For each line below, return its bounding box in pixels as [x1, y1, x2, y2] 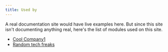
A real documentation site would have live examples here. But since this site [5, 21, 163, 27]
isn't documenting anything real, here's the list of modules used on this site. [5, 26, 163, 32]
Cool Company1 [12, 36, 46, 42]
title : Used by [5, 7, 37, 12]
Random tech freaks [12, 41, 55, 47]
